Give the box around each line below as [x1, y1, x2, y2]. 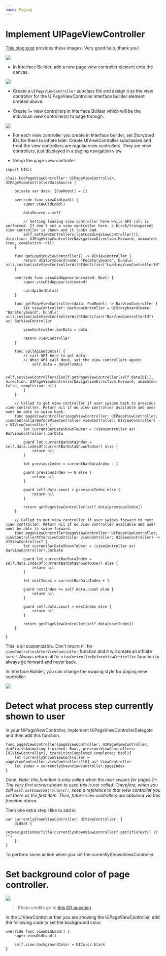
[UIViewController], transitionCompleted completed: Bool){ [5, 750, 132, 756]
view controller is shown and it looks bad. [5, 228, 99, 232]
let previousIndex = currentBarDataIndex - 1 [23, 461, 119, 466]
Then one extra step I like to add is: [5, 807, 77, 813]
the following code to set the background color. [5, 919, 102, 925]
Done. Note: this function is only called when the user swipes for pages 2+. [5, 776, 159, 782]
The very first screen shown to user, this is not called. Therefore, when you [5, 782, 158, 788]
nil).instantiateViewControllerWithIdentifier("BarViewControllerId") [5, 314, 154, 319]
